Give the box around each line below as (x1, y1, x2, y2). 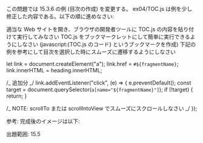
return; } (6, 92, 27, 100)
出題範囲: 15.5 (6, 130, 41, 138)
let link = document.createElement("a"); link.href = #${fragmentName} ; (6, 60, 179, 68)
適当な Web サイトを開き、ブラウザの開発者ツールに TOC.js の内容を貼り (6, 26, 189, 33)
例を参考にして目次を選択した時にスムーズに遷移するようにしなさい (6, 48, 176, 56)
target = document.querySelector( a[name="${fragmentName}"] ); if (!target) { (6, 86, 193, 93)
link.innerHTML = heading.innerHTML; (6, 67, 102, 74)
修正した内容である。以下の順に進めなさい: (6, 13, 114, 20)
